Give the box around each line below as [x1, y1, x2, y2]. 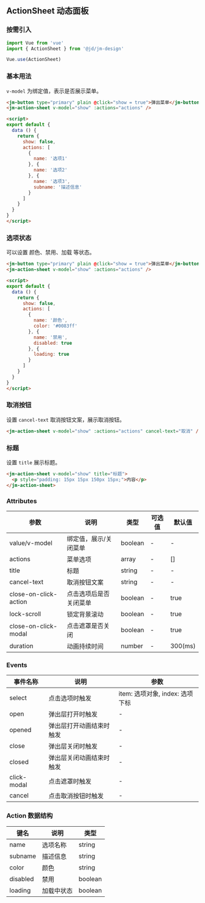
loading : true [33, 351, 70, 358]
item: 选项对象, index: [118, 689, 179, 698]
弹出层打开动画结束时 [48, 722, 110, 730]
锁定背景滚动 [67, 610, 104, 618]
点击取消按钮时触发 [48, 792, 104, 800]
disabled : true [33, 340, 72, 346]
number [121, 641, 143, 650]
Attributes [6, 497, 37, 505]
